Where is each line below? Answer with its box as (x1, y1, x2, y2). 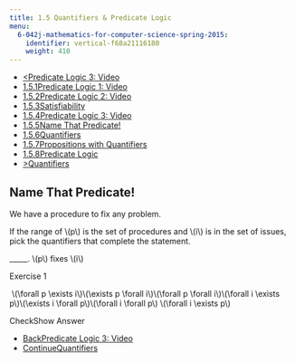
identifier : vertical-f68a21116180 (25, 38, 160, 48)
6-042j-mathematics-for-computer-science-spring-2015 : (17, 30, 229, 39)
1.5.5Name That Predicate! (22, 119, 121, 131)
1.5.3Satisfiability (22, 100, 86, 111)
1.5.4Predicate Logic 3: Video (22, 110, 132, 121)
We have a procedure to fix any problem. (9, 208, 161, 219)
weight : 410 (25, 47, 71, 56)
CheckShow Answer (9, 315, 86, 326)
